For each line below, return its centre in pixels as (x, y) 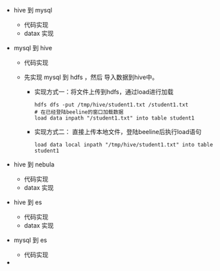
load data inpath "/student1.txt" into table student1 (114, 118)
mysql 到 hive (33, 48)
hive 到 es (28, 202)
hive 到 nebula (34, 164)
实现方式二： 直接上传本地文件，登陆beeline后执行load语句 (118, 132)
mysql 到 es (30, 240)
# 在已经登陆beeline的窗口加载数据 (79, 112)
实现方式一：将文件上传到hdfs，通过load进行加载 (104, 92)
